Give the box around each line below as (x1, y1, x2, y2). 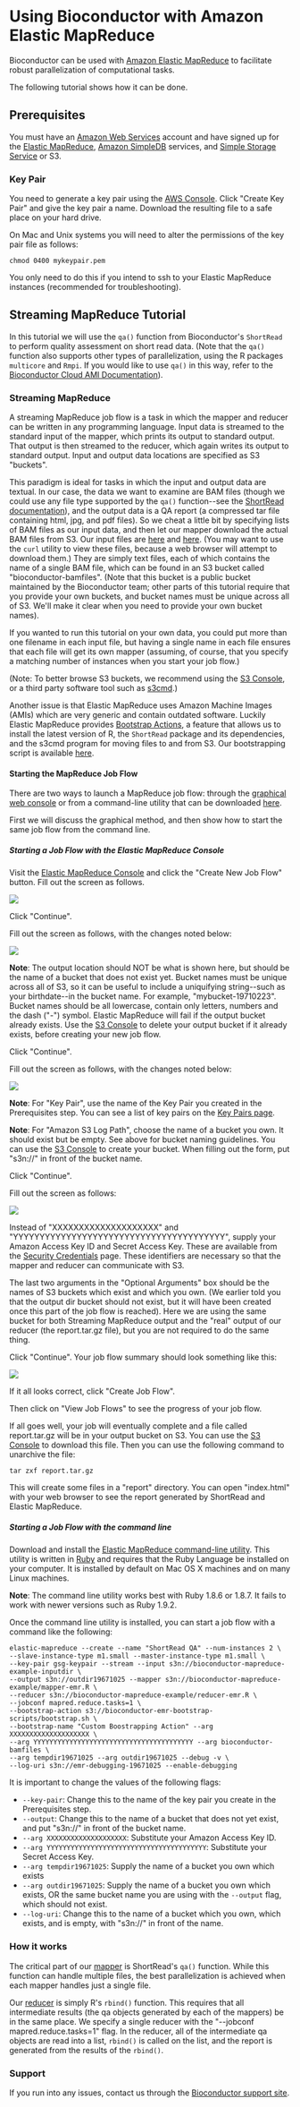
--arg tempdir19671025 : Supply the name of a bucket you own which (21, 1861, 275, 1872)
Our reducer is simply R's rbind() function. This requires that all (9, 1997, 245, 2008)
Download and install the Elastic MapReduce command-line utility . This (9, 1544, 271, 1555)
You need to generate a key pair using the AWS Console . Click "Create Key (9, 193, 285, 204)
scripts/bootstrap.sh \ (9, 1714, 98, 1724)
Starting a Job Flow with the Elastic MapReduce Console (9, 844, 225, 856)
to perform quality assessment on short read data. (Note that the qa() (9, 340, 265, 351)
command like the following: (9, 1626, 113, 1637)
